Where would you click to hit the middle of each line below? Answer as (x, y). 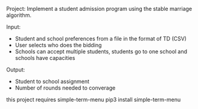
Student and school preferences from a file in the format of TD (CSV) (101, 38)
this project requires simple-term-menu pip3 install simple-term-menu (94, 100)
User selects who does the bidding (58, 45)
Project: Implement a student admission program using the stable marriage (99, 9)
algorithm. (19, 15)
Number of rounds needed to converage (65, 88)
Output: (16, 70)
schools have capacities (45, 58)
